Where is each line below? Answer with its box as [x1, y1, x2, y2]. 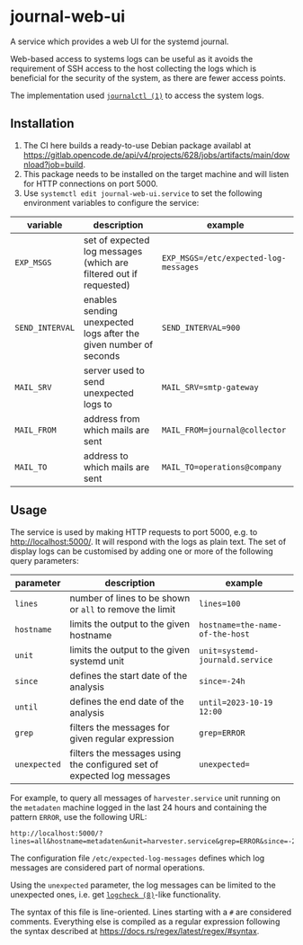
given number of [83, 338, 154, 351]
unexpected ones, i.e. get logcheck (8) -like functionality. [10, 888, 221, 900]
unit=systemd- [198, 646, 260, 655]
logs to [83, 397, 113, 410]
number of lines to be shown [69, 592, 191, 604]
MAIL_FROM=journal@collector [161, 424, 287, 435]
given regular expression [69, 732, 174, 744]
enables [83, 293, 118, 306]
